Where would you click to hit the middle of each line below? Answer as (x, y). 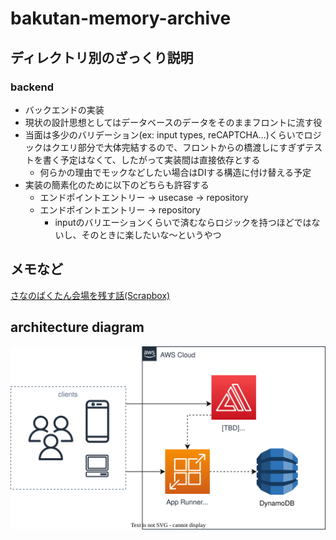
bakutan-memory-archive (121, 18)
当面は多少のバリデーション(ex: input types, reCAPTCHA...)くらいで (164, 134)
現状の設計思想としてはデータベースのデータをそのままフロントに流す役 (173, 122)
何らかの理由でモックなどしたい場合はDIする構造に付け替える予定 (175, 172)
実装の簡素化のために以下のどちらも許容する (117, 184)
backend (32, 87)
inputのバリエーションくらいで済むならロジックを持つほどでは (183, 222)
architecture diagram (77, 327)
